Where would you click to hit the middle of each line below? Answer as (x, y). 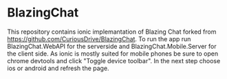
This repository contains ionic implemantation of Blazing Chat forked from (112, 32)
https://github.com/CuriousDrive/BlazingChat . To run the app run (99, 38)
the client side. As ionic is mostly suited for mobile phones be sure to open (113, 54)
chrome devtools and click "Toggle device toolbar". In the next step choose (114, 60)
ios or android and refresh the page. (58, 68)
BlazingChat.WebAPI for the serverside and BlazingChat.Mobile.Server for (112, 46)
